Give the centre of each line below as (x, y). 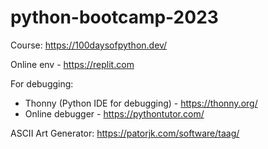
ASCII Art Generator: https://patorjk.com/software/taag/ (125, 133)
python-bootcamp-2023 (114, 17)
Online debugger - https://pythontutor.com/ (114, 113)
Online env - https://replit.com (72, 64)
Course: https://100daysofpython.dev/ (89, 45)
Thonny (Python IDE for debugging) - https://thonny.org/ (141, 103)
